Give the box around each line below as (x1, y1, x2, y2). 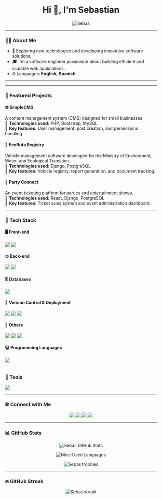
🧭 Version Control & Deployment (5, 299, 71, 305)
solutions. (12, 53, 32, 59)
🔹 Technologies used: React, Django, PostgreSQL (5, 195, 105, 201)
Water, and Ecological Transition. (5, 157, 70, 164)
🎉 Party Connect (5, 179, 39, 185)
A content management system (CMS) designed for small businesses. (5, 115, 144, 121)
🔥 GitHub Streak (5, 478, 44, 484)
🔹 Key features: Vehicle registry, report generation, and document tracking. (5, 168, 156, 174)
